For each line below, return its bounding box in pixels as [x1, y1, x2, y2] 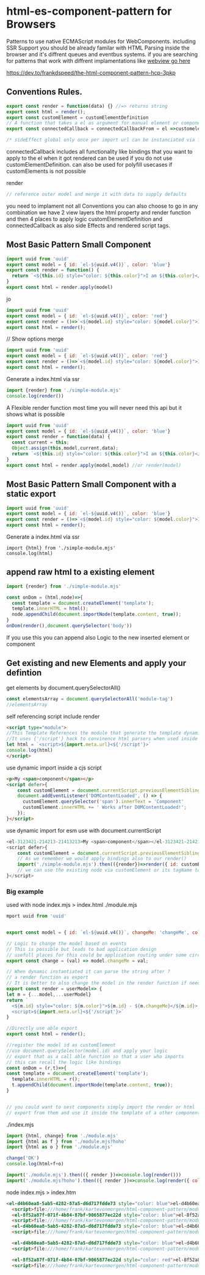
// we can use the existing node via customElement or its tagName [17, 867, 192, 874]
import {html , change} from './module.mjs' [6, 1132, 119, 1139]
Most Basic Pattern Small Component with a [6, 479, 177, 490]
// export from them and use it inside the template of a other [6, 1110, 173, 1116]
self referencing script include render [6, 713, 100, 720]
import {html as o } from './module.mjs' [6, 1144, 113, 1150]
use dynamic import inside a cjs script [6, 764, 102, 771]
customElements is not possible [6, 167, 87, 175]
